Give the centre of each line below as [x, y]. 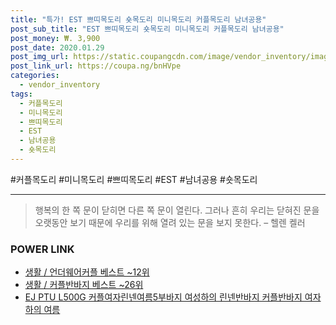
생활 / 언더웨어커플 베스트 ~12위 [87, 272]
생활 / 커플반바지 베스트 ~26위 [84, 285]
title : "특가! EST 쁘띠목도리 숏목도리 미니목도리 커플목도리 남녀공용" [138, 19]
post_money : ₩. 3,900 [55, 38]
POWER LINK [42, 249]
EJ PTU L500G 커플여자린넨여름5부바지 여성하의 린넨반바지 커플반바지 [163, 297]
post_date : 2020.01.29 [57, 47]
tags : [21, 94]
